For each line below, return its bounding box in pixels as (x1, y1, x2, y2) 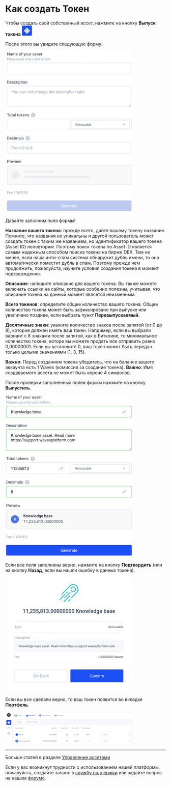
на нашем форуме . (5, 775, 46, 781)
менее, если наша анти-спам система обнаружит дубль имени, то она (5, 254, 159, 260)
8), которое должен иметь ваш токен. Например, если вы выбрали (5, 327, 151, 333)
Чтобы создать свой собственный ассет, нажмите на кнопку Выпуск (5, 20, 156, 26)
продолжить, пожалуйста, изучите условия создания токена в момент (5, 265, 159, 271)
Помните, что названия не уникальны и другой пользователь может (5, 233, 154, 239)
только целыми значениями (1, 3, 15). (5, 349, 86, 355)
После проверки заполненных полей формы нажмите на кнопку (5, 379, 146, 385)
